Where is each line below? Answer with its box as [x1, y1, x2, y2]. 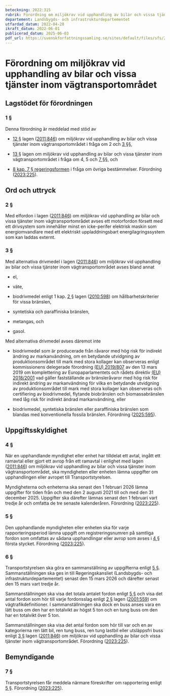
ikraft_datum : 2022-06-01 [5, 26, 60, 31]
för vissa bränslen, [12, 298, 52, 304]
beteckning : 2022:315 [5, 7, 51, 13]
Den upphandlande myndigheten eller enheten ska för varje [5, 524, 130, 530]
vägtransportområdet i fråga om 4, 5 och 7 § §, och [12, 156, 118, 162]
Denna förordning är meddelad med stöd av [5, 126, 97, 132]
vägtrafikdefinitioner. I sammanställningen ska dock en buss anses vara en [5, 601, 161, 608]
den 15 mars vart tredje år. [5, 581, 60, 587]
